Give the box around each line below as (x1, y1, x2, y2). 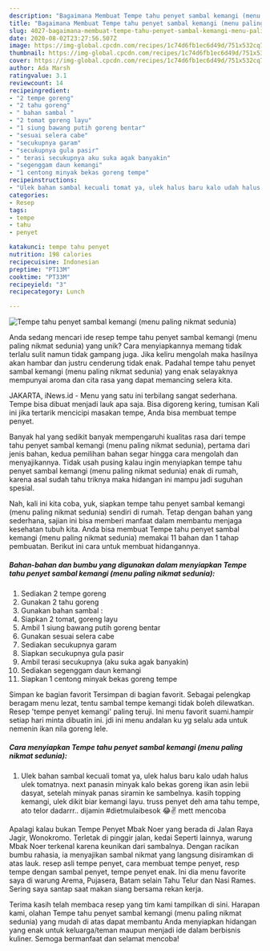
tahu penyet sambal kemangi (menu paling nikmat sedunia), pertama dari (9, 441, 251, 450)
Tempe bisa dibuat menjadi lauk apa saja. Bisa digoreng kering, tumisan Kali (9, 400, 260, 409)
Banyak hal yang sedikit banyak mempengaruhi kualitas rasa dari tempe (9, 432, 247, 442)
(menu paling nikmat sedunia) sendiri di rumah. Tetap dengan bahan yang (9, 507, 253, 517)
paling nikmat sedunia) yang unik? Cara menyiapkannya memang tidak (9, 341, 243, 350)
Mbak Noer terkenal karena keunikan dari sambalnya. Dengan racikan (9, 842, 240, 851)
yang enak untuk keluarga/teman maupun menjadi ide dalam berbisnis (9, 925, 241, 935)
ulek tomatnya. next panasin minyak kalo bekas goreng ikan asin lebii (20, 780, 249, 789)
